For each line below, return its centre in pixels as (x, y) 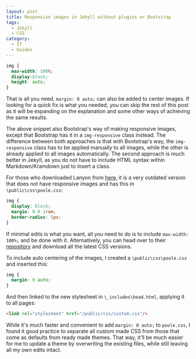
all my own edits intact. (34, 350)
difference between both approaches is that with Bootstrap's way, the (90, 141)
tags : (13, 22)
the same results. (27, 117)
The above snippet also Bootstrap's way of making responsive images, (91, 129)
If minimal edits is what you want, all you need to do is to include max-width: (97, 234)
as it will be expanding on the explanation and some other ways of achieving (98, 111)
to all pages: (21, 303)
